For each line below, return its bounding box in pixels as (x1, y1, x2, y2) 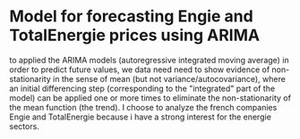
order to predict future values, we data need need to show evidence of (9, 64, 270, 75)
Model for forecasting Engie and (9, 6, 253, 27)
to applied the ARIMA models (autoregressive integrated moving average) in (9, 54, 289, 65)
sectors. (9, 120, 40, 131)
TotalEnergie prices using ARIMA (9, 25, 261, 45)
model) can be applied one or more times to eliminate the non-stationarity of (9, 92, 291, 103)
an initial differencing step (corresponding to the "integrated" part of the (9, 83, 276, 94)
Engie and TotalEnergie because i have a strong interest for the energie (9, 111, 271, 122)
